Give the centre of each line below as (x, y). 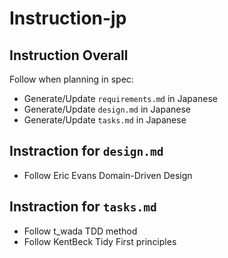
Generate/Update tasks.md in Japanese (105, 120)
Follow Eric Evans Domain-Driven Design (108, 175)
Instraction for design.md (86, 151)
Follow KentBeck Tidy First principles (100, 241)
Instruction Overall (69, 55)
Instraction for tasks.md (83, 207)
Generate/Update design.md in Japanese (107, 109)
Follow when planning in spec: (71, 79)
